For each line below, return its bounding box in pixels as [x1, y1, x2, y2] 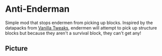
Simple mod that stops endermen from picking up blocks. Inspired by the [5, 20, 153, 26]
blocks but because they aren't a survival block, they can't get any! [5, 30, 141, 36]
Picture [5, 44, 28, 53]
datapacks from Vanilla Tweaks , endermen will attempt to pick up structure [5, 25, 157, 30]
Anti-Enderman [5, 3, 70, 15]
